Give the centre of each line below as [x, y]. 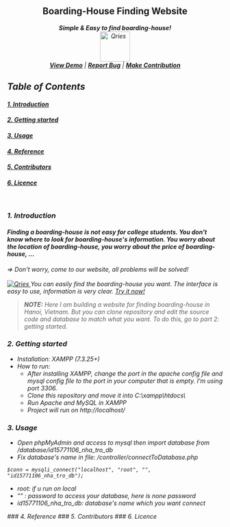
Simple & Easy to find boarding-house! [115, 27]
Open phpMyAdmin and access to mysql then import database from [113, 443]
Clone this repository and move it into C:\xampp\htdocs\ [106, 395]
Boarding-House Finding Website [115, 11]
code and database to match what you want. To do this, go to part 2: [122, 319]
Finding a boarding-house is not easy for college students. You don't [107, 232]
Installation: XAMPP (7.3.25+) [59, 359]
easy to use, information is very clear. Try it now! [76, 291]
